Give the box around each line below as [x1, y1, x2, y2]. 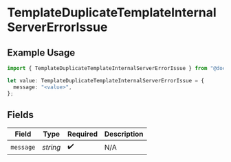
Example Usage [7, 47, 76, 58]
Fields [7, 108, 34, 121]
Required [67, 129, 98, 139]
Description [104, 129, 144, 139]
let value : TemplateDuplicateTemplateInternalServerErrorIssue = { [7, 77, 205, 84]
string [42, 142, 61, 152]
